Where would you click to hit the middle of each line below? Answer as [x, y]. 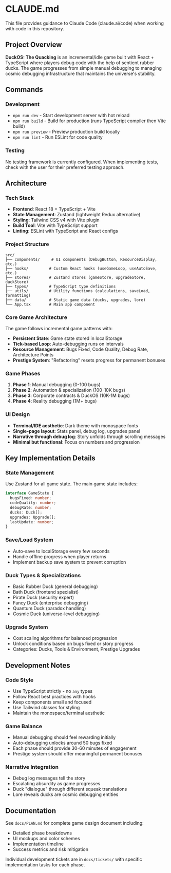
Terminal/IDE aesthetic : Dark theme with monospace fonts [75, 425]
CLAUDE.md [32, 9]
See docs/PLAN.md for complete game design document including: [74, 823]
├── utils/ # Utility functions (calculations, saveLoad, [78, 291]
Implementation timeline [38, 844]
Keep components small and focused [52, 702]
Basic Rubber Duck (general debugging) [55, 586]
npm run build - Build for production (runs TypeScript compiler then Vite [89, 121]
